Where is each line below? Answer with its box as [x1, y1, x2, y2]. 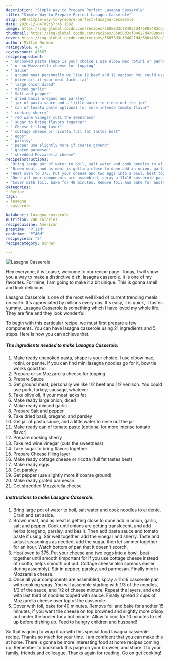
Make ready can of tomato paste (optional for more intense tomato [13, 424, 151, 430]
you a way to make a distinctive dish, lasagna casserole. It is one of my [6, 274, 152, 280]
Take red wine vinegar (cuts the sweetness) [13, 440, 104, 446]
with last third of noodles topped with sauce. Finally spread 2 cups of [13, 592, 156, 598]
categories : [6, 185, 31, 190]
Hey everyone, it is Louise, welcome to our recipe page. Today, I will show [6, 268, 158, 274]
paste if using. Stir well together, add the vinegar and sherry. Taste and [13, 533, 160, 540]
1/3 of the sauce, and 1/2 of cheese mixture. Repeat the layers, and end [13, 587, 160, 593]
